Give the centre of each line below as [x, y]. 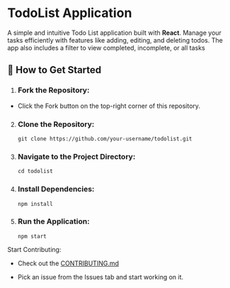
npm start [32, 236]
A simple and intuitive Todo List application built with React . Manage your [114, 33]
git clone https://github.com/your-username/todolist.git [105, 139]
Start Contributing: [34, 249]
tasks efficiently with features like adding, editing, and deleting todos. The [115, 40]
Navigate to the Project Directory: [76, 156]
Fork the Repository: [53, 90]
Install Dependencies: [56, 189]
